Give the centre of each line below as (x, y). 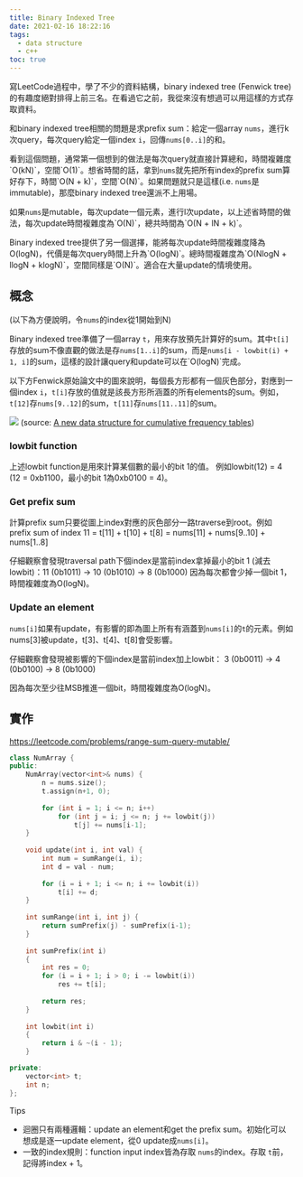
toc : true (28, 60)
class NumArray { (42, 758)
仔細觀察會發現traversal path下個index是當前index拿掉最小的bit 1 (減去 (140, 561)
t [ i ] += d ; (78, 892)
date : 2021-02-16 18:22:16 (60, 26)
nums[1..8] (29, 542)
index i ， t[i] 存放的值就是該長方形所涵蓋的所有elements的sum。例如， (150, 392)
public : (24, 766)
